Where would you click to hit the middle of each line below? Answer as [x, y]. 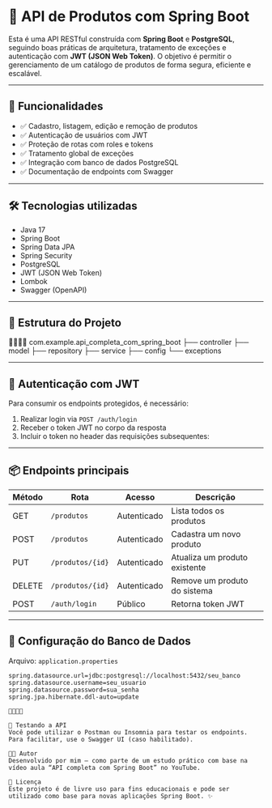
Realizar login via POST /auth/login [79, 419]
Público [131, 604]
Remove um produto [210, 580]
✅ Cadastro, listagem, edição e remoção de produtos [109, 125]
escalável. [25, 73]
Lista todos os [198, 511]
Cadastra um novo [206, 534]
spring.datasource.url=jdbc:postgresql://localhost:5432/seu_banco [125, 675]
